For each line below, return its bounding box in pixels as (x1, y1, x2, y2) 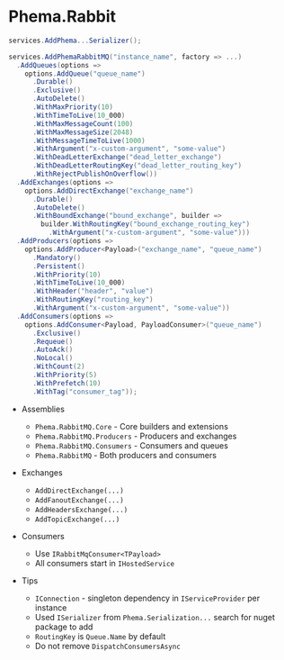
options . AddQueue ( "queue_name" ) (24, 69, 146, 78)
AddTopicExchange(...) (34, 515, 120, 524)
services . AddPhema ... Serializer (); (8, 36, 142, 45)
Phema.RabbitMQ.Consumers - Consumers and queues (34, 439, 228, 451)
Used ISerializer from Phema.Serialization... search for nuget (34, 611, 276, 622)
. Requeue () (31, 337, 74, 346)
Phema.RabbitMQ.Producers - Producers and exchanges (34, 430, 237, 441)
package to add (34, 621, 93, 632)
